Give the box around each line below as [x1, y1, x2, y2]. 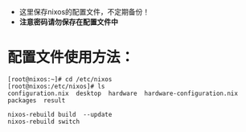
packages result [7, 96, 66, 105]
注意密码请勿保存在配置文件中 [18, 17, 118, 27]
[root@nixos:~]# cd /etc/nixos [7, 75, 113, 83]
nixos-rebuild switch [7, 118, 80, 126]
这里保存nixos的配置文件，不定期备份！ [18, 7, 150, 16]
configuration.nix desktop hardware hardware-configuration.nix [7, 89, 239, 97]
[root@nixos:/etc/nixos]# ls [7, 82, 105, 90]
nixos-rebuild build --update [7, 110, 113, 118]
